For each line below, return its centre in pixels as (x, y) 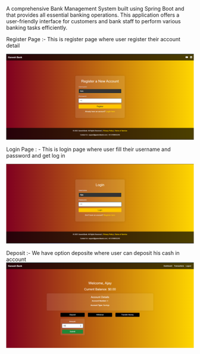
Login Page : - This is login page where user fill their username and (88, 149)
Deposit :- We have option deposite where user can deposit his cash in (93, 253)
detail (13, 45)
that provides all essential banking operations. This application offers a (93, 15)
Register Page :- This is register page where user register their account (93, 39)
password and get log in (36, 155)
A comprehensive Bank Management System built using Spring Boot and (95, 9)
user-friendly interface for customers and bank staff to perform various (93, 21)
